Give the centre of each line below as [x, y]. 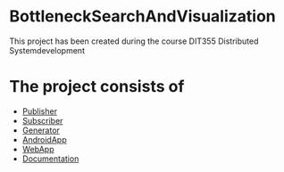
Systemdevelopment [47, 50]
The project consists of [97, 87]
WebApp [38, 149]
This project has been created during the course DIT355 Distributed [134, 41]
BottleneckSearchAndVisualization [142, 16]
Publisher [40, 111]
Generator [41, 130]
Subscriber [42, 120]
